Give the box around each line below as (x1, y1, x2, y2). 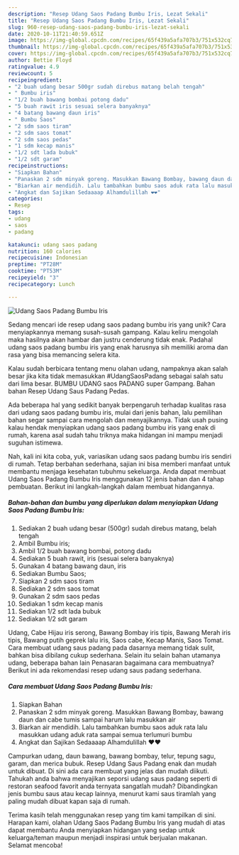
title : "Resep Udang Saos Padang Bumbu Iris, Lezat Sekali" (8, 17, 190, 24)
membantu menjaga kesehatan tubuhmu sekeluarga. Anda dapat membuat (8, 467, 226, 476)
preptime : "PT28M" (8, 261, 62, 268)
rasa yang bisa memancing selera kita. (8, 350, 121, 359)
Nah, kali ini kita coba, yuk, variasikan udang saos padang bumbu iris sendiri (8, 452, 232, 460)
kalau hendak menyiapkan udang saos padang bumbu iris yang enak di (8, 423, 216, 432)
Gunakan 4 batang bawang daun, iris (18, 562, 127, 570)
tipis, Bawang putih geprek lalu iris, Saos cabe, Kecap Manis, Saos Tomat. (8, 636, 224, 644)
